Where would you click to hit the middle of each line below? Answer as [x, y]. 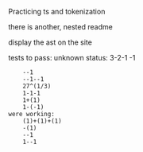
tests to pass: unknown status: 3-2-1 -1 [72, 58]
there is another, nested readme [60, 27]
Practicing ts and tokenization [57, 12]
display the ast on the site [50, 42]
